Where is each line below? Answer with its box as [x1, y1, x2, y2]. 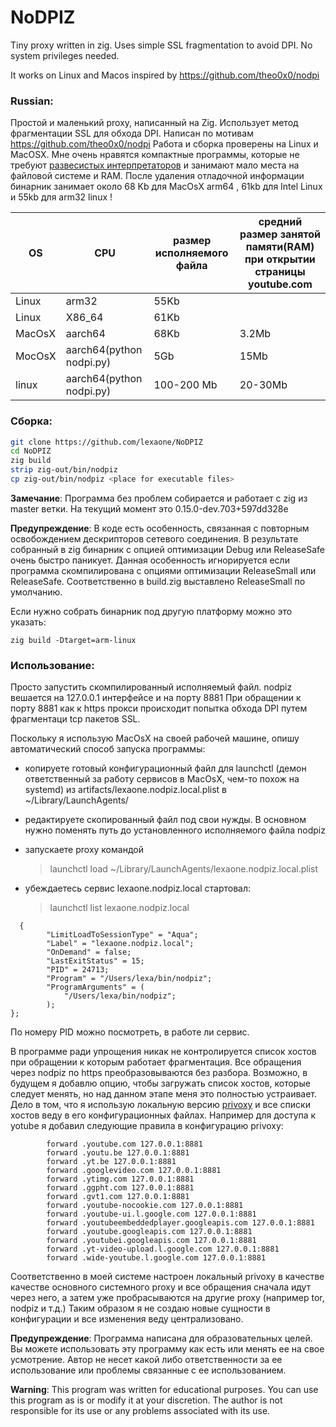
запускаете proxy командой [24, 844, 144, 856]
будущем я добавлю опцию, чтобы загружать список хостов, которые [10, 1077, 311, 1090]
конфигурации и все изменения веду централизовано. [10, 1313, 244, 1325]
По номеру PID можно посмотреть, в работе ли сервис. [10, 1026, 250, 1038]
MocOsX [15, 349, 57, 363]
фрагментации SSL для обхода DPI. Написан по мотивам [10, 127, 254, 140]
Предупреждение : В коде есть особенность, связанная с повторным [10, 522, 310, 534]
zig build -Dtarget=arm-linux [10, 635, 137, 645]
